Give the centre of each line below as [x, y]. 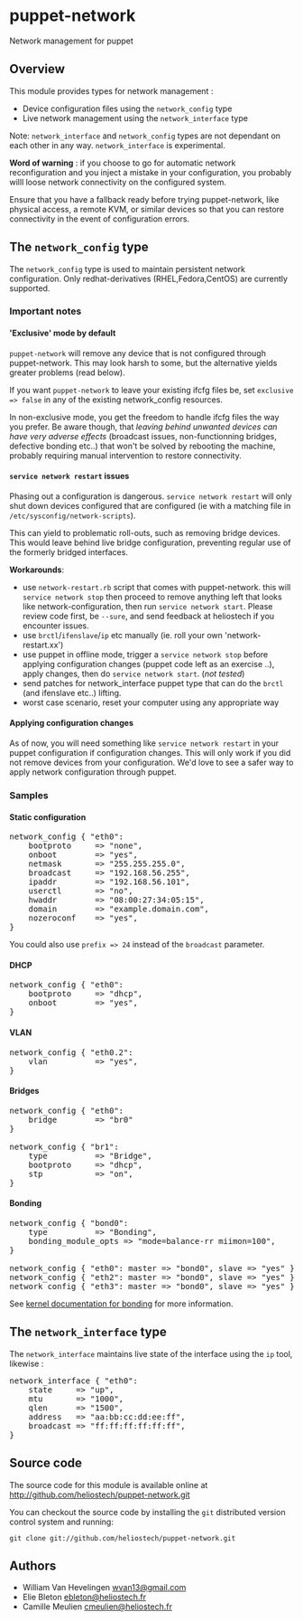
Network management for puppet [71, 41]
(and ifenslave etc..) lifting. [72, 693]
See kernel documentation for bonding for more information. [121, 1304]
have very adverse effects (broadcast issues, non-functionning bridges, [143, 436]
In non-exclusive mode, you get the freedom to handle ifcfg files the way [144, 417]
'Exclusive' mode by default [63, 333]
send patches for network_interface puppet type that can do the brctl [153, 683]
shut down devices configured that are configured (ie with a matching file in [150, 505]
